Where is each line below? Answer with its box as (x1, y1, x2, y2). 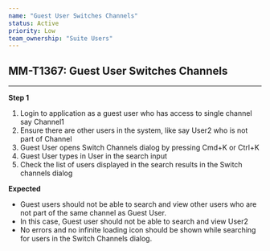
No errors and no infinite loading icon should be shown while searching (19, 225, 256, 235)
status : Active (8, 19, 59, 27)
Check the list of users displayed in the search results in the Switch (19, 160, 243, 170)
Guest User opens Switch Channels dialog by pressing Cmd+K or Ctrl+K (19, 142, 260, 153)
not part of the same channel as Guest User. (19, 208, 167, 218)
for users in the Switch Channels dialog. (19, 234, 153, 244)
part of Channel (19, 134, 72, 144)
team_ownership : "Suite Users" (8, 34, 113, 43)
